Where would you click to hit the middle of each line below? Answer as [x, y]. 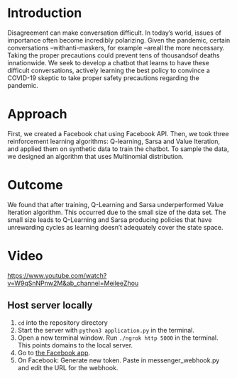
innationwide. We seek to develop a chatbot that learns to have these [108, 62]
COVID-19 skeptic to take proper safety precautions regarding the [104, 78]
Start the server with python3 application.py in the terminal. [106, 330]
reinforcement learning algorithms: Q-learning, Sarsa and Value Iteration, [114, 141]
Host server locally [50, 305]
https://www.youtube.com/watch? [57, 275]
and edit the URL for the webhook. [68, 367]
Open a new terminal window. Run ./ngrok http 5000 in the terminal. [118, 338]
